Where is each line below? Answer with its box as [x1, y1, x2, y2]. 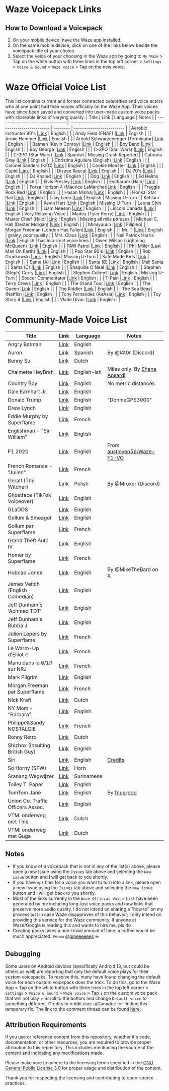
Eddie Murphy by [8, 413, 48, 420]
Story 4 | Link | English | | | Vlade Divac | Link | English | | [5, 296, 121, 302]
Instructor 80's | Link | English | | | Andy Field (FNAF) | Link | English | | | [5, 130, 152, 136]
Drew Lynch [8, 405, 36, 412]
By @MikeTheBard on [107, 566, 158, 573]
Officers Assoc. [8, 803, 44, 811]
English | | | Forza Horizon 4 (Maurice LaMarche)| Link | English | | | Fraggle [5, 184, 160, 190]
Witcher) [8, 483, 29, 490]
